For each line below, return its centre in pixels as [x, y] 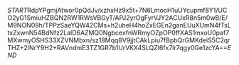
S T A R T [17, 10]
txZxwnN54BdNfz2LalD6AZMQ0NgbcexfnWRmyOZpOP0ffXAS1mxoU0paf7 [118, 32]
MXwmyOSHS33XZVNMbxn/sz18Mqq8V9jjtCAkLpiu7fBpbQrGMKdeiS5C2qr [119, 40]
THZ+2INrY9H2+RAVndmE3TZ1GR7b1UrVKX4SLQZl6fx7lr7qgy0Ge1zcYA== [117, 48]
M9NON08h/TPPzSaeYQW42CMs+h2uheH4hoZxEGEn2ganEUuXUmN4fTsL [119, 25]
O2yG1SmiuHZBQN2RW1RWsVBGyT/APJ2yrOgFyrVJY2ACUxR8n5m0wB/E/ [118, 18]
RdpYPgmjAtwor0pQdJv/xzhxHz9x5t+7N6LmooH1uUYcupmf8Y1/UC [127, 10]
